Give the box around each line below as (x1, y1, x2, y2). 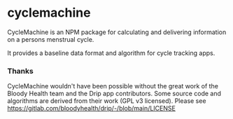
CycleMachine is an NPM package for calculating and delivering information (7, 28, 227, 36)
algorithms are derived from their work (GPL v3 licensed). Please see (7, 97, 206, 105)
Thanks (7, 66, 34, 76)
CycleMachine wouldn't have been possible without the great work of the (7, 82, 219, 90)
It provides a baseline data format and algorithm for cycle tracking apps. (7, 49, 216, 57)
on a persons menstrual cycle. (7, 35, 94, 43)
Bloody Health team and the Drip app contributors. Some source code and (7, 89, 222, 98)
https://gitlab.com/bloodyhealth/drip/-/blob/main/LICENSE (7, 104, 176, 113)
